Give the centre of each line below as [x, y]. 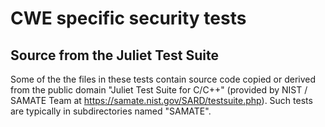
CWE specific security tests [128, 18]
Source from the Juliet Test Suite [115, 55]
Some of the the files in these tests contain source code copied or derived [163, 79]
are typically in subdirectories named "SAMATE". [111, 111]
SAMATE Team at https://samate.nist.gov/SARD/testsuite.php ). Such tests [161, 100]
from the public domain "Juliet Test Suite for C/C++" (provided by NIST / [159, 90]
